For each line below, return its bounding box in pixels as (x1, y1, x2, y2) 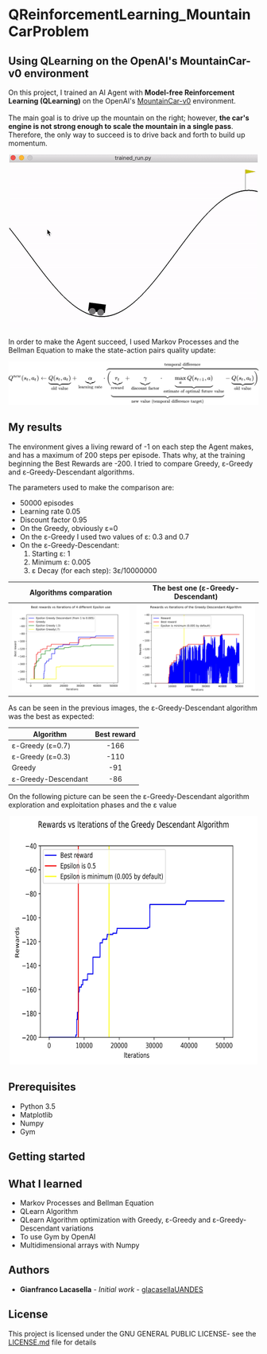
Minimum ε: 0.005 (31, 557, 91, 567)
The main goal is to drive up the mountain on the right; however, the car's (8, 113, 250, 123)
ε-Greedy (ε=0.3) (11, 752, 72, 762)
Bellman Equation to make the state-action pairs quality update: (8, 345, 216, 355)
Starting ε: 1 (31, 548, 71, 558)
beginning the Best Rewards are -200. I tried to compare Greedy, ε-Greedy (8, 458, 253, 468)
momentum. (8, 139, 48, 148)
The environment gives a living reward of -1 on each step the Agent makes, (8, 442, 254, 451)
